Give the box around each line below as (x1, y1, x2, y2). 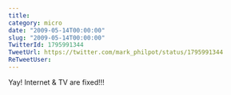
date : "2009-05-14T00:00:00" (8, 26, 106, 34)
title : (8, 11, 30, 20)
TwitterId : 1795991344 (8, 41, 84, 49)
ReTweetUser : (8, 56, 52, 64)
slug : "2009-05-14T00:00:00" (8, 33, 106, 42)
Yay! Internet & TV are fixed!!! (8, 77, 106, 87)
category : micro (8, 19, 62, 27)
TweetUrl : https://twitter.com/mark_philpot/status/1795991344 (8, 48, 224, 56)
